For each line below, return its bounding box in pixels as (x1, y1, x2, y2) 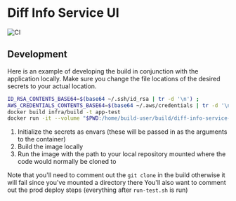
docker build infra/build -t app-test (7, 109, 121, 116)
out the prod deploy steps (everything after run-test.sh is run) (7, 186, 188, 194)
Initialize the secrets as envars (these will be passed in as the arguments (17, 127, 228, 136)
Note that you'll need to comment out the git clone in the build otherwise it (7, 171, 225, 179)
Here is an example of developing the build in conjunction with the (7, 67, 199, 75)
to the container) (17, 135, 66, 144)
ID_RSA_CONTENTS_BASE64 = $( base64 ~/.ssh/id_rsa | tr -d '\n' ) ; (7, 95, 199, 102)
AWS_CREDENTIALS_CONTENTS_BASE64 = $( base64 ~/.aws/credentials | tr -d (7, 102, 218, 109)
